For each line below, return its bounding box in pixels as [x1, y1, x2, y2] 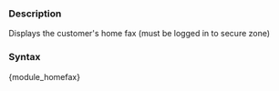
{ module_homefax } [8, 71, 81, 82]
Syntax [8, 51, 41, 64]
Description [8, 7, 62, 20]
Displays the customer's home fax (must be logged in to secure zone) [8, 28, 271, 39]
